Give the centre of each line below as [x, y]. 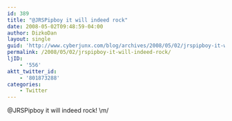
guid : [15, 46]
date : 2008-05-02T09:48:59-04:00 [55, 26]
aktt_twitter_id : [32, 71]
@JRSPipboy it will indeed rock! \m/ [58, 111]
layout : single [29, 39]
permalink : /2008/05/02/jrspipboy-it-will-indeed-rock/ [89, 53]
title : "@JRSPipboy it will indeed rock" [68, 20]
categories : [24, 84]
